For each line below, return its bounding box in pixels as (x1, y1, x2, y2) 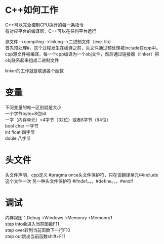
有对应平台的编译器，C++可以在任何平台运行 (5, 28, 96, 34)
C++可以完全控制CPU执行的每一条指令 (5, 22, 84, 28)
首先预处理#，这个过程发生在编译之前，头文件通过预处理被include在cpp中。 (5, 45, 161, 51)
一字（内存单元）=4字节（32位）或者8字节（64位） (5, 117, 111, 122)
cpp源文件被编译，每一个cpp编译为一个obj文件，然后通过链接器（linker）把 (5, 51, 160, 57)
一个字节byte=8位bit (5, 110, 47, 117)
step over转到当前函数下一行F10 (5, 227, 71, 233)
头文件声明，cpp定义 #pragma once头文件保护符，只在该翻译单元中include (5, 172, 159, 178)
